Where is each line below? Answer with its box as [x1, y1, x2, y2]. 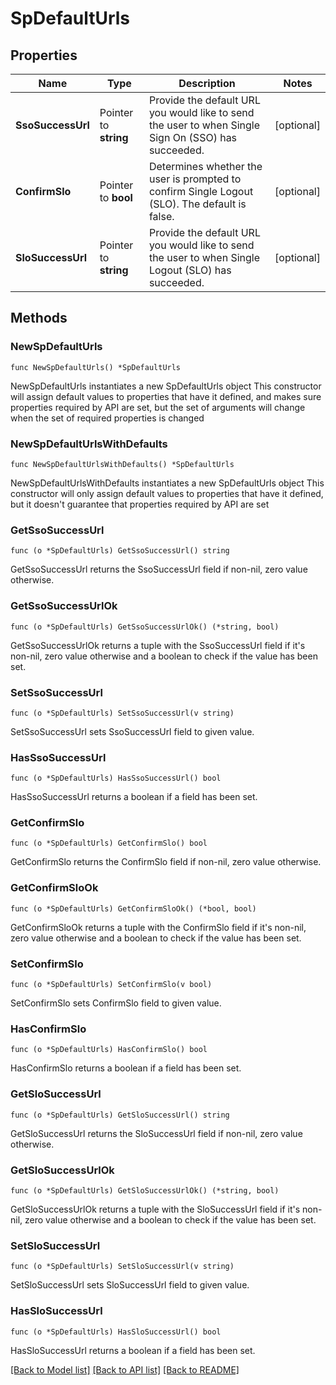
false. [148, 210, 175, 223]
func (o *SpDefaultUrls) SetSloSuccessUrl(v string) [10, 1262, 235, 1272]
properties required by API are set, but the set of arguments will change [10, 401, 306, 413]
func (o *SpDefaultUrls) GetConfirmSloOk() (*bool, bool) [10, 903, 257, 914]
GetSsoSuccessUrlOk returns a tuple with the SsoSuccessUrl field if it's [10, 639, 306, 651]
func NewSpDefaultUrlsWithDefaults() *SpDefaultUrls [10, 459, 235, 469]
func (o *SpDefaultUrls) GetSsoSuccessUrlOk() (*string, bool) [10, 622, 280, 632]
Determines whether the [148, 160, 263, 173]
